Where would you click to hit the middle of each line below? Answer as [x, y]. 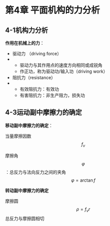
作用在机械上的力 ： [25, 43]
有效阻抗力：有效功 [39, 89]
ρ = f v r [83, 210]
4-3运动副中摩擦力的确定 [44, 113]
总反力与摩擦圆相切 [25, 219]
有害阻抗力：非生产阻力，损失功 [52, 95]
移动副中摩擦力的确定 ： [29, 125]
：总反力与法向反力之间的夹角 [35, 172]
